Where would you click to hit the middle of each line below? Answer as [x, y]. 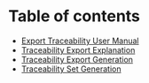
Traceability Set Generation [71, 69]
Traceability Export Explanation [78, 49]
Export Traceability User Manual [80, 41]
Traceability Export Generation [77, 59]
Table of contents [74, 16]
